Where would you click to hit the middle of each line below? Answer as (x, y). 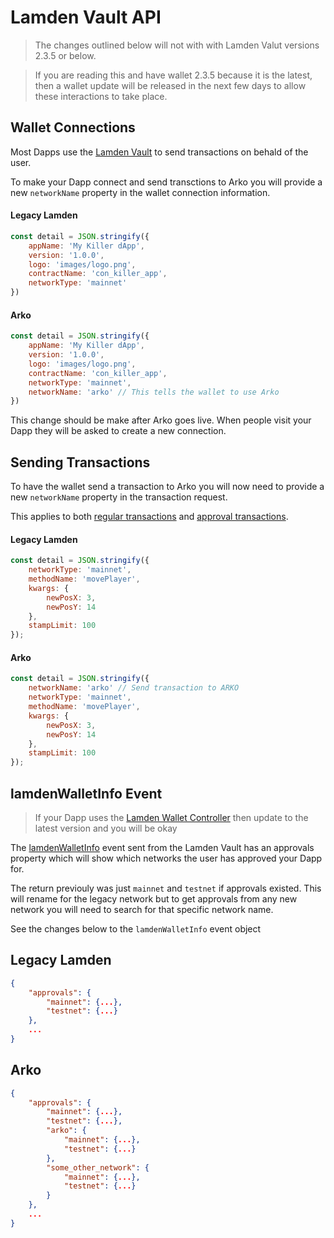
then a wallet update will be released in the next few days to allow (170, 85)
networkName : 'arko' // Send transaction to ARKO (134, 688)
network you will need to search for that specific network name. (142, 909)
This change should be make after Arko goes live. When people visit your (161, 420)
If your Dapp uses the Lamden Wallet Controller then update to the (171, 817)
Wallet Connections (73, 127)
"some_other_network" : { (98, 1167)
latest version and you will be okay (106, 828)
